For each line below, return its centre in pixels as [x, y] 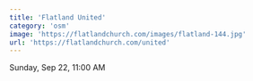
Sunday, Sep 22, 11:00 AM [57, 68]
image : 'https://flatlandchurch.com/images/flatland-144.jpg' [128, 34]
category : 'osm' [39, 26]
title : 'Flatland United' [57, 17]
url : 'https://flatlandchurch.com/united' [90, 42]
